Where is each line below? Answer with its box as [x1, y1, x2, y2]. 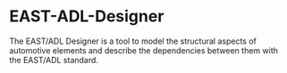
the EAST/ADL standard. [9, 54, 98, 65]
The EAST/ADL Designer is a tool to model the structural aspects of [9, 36, 257, 46]
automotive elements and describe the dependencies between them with [9, 45, 279, 55]
